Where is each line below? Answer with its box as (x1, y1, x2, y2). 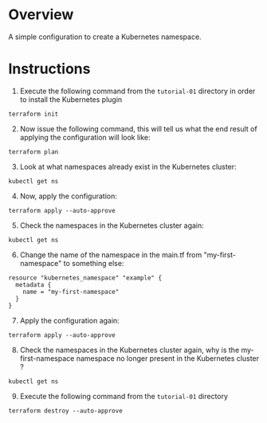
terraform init (8, 110, 59, 118)
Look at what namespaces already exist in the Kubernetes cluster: (19, 162, 237, 171)
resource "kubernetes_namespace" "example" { (8, 273, 162, 282)
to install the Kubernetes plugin (19, 94, 123, 104)
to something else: (63, 258, 124, 268)
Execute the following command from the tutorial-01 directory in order (19, 86, 256, 96)
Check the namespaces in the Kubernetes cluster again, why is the (19, 345, 240, 354)
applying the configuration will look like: (19, 132, 151, 142)
